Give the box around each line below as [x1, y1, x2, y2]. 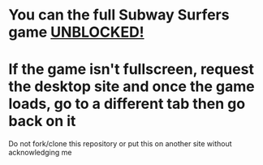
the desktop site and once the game [8, 77, 255, 96]
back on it [8, 112, 76, 131]
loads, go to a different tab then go [8, 95, 246, 113]
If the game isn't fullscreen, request [8, 60, 254, 79]
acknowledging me [8, 148, 72, 158]
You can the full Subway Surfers [8, 6, 230, 24]
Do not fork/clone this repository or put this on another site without [8, 139, 233, 149]
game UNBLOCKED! [8, 23, 144, 41]
